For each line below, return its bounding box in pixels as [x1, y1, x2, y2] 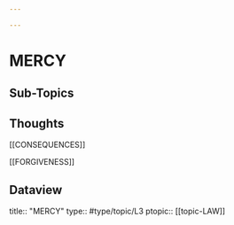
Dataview [9, 182, 63, 198]
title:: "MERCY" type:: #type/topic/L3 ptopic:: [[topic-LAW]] [9, 206, 226, 216]
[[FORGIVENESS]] [9, 157, 75, 167]
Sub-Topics [9, 86, 74, 101]
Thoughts [9, 116, 65, 131]
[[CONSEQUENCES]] [9, 139, 86, 151]
